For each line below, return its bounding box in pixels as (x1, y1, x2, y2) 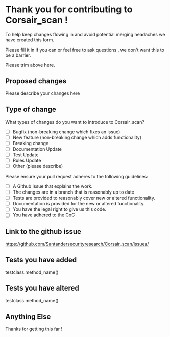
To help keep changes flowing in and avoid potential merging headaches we (5, 31, 165, 37)
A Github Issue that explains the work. (12, 183, 93, 189)
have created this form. (5, 37, 55, 43)
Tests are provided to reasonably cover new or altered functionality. (12, 195, 156, 201)
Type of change (5, 105, 56, 114)
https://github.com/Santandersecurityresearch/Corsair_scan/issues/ (5, 241, 149, 247)
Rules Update (12, 157, 41, 163)
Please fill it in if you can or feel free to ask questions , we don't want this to (5, 46, 164, 53)
